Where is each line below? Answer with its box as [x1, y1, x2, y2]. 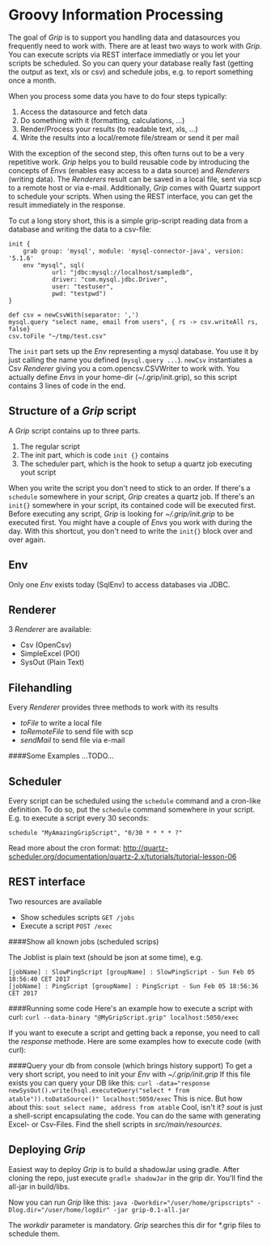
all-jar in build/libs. [8, 1181, 70, 1192]
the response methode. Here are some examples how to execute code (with [8, 1036, 261, 1046]
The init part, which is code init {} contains [19, 450, 169, 459]
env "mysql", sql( [23, 261, 85, 269]
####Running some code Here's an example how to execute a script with [8, 1003, 253, 1013]
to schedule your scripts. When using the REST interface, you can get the [8, 191, 253, 201]
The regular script [19, 441, 81, 451]
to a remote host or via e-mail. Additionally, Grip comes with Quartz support [8, 182, 260, 192]
